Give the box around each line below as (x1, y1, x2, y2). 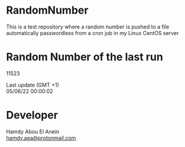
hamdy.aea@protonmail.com (6, 134, 76, 141)
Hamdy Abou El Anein (6, 128, 60, 135)
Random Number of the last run (6, 50, 164, 64)
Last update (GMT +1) (6, 81, 59, 88)
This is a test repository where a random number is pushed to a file (6, 23, 170, 30)
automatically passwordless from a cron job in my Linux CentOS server (6, 29, 179, 36)
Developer (6, 108, 58, 122)
